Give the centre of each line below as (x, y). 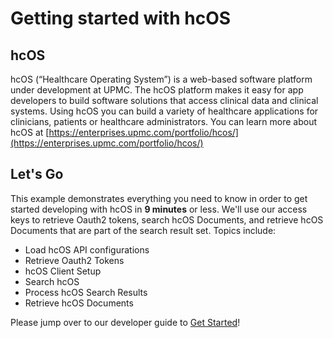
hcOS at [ (30, 132)
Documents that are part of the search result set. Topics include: (143, 230)
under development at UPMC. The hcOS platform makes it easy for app (157, 90)
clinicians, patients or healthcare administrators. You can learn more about (163, 121)
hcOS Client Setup (63, 271)
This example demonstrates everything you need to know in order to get (159, 198)
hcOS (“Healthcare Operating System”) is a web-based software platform (161, 79)
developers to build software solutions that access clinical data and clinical (164, 100)
